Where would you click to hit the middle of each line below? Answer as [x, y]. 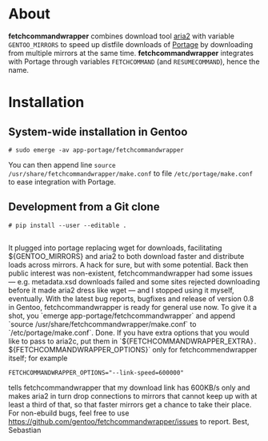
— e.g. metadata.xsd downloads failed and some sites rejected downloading [134, 282]
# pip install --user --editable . [68, 225]
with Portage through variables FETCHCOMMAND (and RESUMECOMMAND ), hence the [134, 62]
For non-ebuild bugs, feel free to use [69, 413]
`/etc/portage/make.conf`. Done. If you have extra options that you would [129, 333]
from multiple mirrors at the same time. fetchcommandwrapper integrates [131, 53]
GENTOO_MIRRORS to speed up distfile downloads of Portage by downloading [131, 44]
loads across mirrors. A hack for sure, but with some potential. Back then [128, 265]
